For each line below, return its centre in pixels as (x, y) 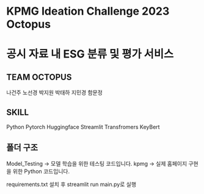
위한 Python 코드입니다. (41, 171)
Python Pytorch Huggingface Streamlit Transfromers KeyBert (83, 127)
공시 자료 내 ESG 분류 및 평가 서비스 (90, 54)
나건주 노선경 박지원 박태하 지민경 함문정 (54, 92)
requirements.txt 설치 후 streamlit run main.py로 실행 (71, 184)
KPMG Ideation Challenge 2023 (88, 11)
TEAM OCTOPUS (39, 77)
